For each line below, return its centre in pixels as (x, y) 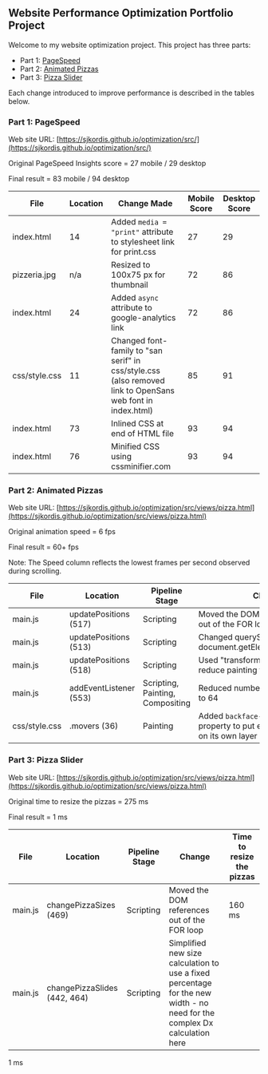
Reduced (215, 688)
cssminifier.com (141, 466)
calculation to (194, 963)
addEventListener (102, 688)
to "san (149, 351)
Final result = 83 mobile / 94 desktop (69, 179)
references (189, 910)
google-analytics (144, 318)
